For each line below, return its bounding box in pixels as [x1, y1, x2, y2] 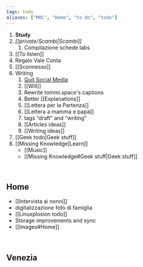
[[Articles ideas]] [24, 121, 66, 128]
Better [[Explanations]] [24, 95, 80, 102]
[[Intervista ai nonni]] [14, 198, 68, 205]
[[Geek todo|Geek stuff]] [14, 133, 77, 140]
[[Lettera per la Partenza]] [24, 101, 89, 108]
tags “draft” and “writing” [24, 114, 87, 121]
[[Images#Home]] [14, 224, 60, 231]
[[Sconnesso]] [14, 63, 51, 70]
